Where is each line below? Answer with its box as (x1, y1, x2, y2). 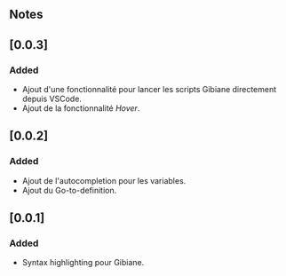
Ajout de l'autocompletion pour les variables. (21, 175, 187, 185)
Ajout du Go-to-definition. (21, 185, 117, 195)
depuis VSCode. (21, 93, 83, 105)
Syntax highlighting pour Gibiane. (21, 257, 145, 268)
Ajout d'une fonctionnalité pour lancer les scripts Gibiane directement (21, 84, 277, 95)
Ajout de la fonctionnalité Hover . (21, 103, 140, 114)
